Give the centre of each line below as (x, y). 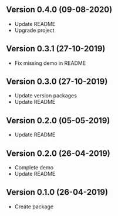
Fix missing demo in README (50, 63)
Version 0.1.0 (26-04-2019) (57, 192)
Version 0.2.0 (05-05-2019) (58, 120)
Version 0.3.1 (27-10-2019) (56, 49)
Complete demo (34, 168)
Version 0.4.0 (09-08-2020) (59, 10)
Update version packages (46, 96)
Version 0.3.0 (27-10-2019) (57, 82)
